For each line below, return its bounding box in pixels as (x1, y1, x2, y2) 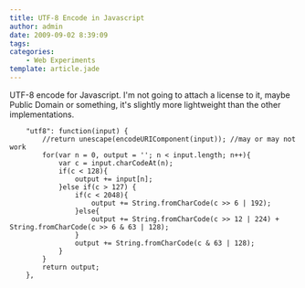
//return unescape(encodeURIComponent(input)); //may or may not (42, 134, 297, 144)
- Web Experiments (26, 56, 96, 65)
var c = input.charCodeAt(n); (58, 158, 174, 167)
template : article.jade (9, 65, 100, 74)
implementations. (9, 109, 75, 120)
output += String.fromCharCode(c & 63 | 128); (74, 239, 256, 248)
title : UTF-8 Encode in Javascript (9, 13, 145, 23)
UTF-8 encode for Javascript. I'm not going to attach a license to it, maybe (9, 89, 290, 101)
